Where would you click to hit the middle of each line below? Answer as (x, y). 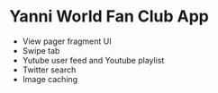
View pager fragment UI (67, 41)
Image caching (50, 79)
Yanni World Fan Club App (109, 17)
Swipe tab (41, 50)
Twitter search (49, 70)
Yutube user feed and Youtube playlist (93, 60)
